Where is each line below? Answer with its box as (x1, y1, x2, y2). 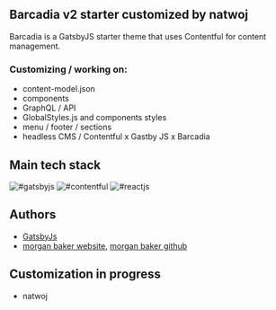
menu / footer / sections (22, 121, 112, 133)
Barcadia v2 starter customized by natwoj (9, 7, 249, 22)
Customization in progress (9, 267, 162, 282)
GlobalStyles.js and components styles (22, 112, 167, 123)
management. (9, 40, 61, 51)
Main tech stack (9, 157, 102, 173)
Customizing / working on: (9, 63, 128, 75)
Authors (9, 207, 57, 223)
